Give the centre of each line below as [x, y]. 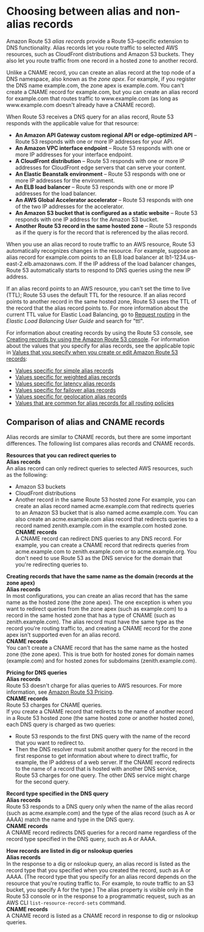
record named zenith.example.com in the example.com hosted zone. [101, 525]
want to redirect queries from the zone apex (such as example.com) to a [97, 608]
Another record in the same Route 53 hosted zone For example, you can [105, 500]
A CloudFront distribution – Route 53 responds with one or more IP [100, 161]
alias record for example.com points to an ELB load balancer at [85, 257]
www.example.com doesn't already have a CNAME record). [81, 104]
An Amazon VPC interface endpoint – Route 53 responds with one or [103, 148]
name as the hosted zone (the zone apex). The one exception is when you [99, 602]
